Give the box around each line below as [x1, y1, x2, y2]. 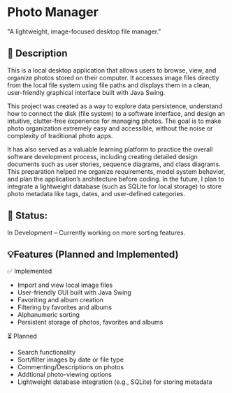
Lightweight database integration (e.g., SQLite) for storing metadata [17, 378, 212, 386]
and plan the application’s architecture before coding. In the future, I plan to [7, 175, 225, 183]
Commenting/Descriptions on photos [17, 363, 124, 371]
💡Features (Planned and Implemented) [7, 249, 179, 260]
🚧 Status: [7, 210, 48, 222]
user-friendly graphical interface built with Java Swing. [7, 88, 166, 96]
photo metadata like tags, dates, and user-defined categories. [7, 189, 185, 198]
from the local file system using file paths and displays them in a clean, [7, 81, 212, 89]
